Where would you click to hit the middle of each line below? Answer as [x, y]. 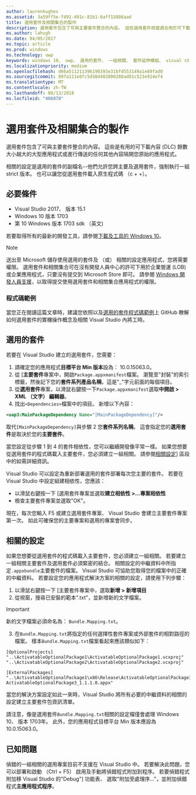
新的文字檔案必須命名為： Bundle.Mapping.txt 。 [64, 621]
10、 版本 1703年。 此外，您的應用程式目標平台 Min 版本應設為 [81, 722]
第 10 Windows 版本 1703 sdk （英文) [59, 223]
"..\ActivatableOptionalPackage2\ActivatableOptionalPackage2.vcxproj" [95, 662]
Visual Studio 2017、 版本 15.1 [50, 209]
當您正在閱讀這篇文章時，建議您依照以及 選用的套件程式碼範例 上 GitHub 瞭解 [98, 312]
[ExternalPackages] [30, 673]
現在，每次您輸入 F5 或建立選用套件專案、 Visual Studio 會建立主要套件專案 [97, 513]
